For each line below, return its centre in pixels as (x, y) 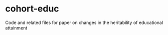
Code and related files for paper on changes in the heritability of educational (84, 22)
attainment (16, 27)
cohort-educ (32, 9)
